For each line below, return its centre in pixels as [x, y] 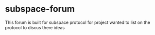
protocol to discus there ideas [35, 27]
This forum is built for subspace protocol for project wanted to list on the [78, 22]
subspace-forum [40, 9]
